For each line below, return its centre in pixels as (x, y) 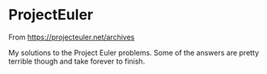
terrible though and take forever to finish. (77, 61)
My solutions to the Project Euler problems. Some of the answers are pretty (134, 52)
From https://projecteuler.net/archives (72, 37)
